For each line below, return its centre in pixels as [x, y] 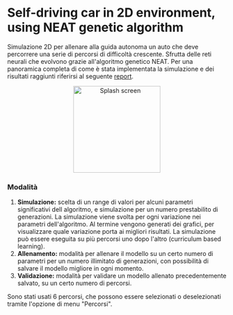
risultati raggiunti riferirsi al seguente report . [71, 76]
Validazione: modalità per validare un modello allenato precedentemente [122, 276]
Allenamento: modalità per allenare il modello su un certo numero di [115, 254]
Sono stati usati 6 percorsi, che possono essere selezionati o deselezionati [114, 297]
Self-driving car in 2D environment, [111, 13]
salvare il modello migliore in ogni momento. [80, 269]
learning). [31, 246]
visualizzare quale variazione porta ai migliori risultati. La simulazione [116, 232]
